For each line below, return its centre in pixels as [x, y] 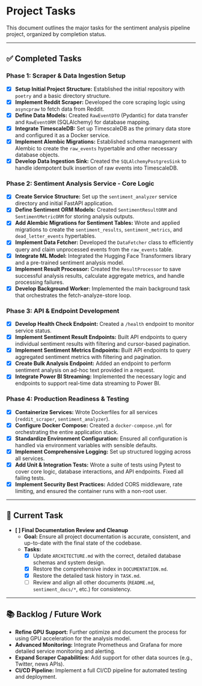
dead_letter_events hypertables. [55, 236]
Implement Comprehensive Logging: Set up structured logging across [103, 452]
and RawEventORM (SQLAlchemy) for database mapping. [83, 122]
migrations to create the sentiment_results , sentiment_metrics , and [99, 230]
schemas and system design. [69, 562]
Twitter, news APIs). [40, 664]
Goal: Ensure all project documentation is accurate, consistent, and [107, 536]
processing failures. [39, 282]
